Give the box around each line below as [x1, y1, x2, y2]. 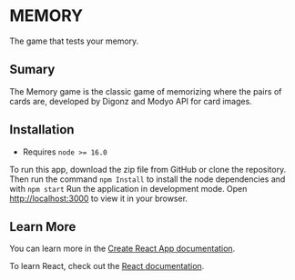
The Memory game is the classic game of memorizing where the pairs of [9, 85, 282, 96]
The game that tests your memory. [9, 35, 139, 46]
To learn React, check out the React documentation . [9, 261, 205, 272]
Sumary [9, 62, 56, 77]
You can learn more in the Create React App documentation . [9, 243, 236, 255]
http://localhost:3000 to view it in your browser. [9, 193, 188, 204]
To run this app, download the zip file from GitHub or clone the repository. [9, 164, 287, 175]
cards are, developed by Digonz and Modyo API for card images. [9, 95, 252, 106]
